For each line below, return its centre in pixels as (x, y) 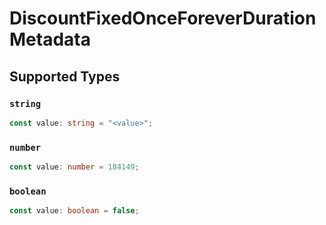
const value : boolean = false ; (74, 211)
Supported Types (65, 76)
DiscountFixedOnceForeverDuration (163, 18)
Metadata (50, 39)
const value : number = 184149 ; (74, 167)
